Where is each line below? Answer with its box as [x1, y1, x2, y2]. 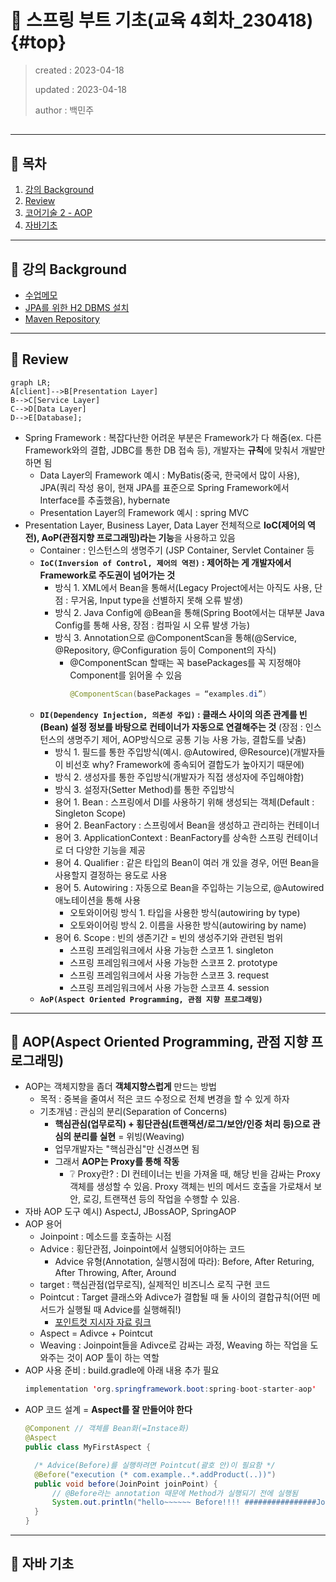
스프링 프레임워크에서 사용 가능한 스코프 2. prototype [69, 956, 278, 968]
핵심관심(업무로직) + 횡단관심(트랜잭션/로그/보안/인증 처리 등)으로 [54, 1118, 311, 1130]
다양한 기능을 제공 [76, 844, 146, 856]
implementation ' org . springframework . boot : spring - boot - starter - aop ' [24, 1384, 317, 1395]
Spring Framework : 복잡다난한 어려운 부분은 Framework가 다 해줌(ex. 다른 [24, 431, 322, 443]
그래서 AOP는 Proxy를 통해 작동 [54, 1156, 180, 1168]
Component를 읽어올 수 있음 [69, 669, 183, 681]
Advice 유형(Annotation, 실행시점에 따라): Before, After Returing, [54, 1256, 315, 1268]
